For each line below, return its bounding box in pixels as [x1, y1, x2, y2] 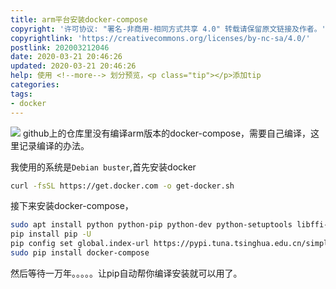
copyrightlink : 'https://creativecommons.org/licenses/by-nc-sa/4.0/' [10, 33, 311, 43]
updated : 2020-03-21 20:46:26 [10, 61, 137, 71]
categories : [10, 80, 60, 90]
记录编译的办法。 [18, 139, 90, 151]
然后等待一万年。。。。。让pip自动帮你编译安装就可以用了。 [10, 267, 243, 279]
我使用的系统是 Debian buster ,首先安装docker [10, 161, 197, 173]
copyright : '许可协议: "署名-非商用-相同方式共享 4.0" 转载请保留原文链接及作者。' [10, 24, 327, 34]
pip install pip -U [10, 229, 92, 240]
